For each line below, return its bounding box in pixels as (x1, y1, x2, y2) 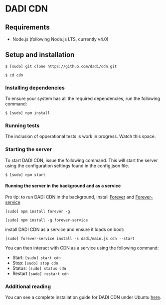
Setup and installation (5, 50, 75, 59)
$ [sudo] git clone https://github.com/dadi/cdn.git (5, 63, 117, 69)
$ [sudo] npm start (5, 172, 46, 177)
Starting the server (5, 146, 52, 153)
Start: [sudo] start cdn (12, 254, 61, 260)
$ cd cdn (5, 72, 23, 77)
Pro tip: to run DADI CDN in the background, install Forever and (5, 193, 135, 200)
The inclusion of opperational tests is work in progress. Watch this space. (5, 133, 156, 139)
